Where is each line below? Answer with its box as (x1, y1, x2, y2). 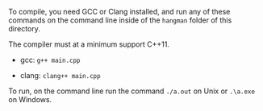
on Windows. (8, 95, 52, 104)
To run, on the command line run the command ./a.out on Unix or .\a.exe (8, 86, 256, 96)
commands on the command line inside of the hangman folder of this (8, 15, 232, 25)
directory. (8, 24, 40, 33)
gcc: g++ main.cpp (19, 55, 81, 64)
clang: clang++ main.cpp (19, 71, 101, 80)
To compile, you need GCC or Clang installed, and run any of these (8, 7, 231, 16)
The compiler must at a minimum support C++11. (8, 39, 169, 49)
